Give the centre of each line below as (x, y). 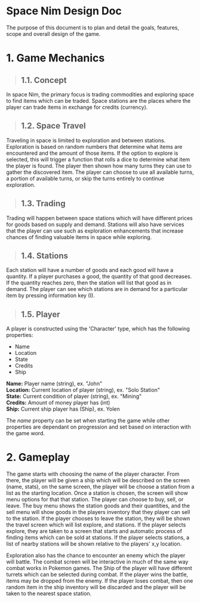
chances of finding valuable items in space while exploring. (79, 237)
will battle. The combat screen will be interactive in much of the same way (97, 562)
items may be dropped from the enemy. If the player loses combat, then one (100, 581)
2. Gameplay (38, 457)
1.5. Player (41, 314)
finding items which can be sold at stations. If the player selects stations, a (98, 538)
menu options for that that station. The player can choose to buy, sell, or (95, 500)
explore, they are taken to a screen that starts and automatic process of (94, 531)
